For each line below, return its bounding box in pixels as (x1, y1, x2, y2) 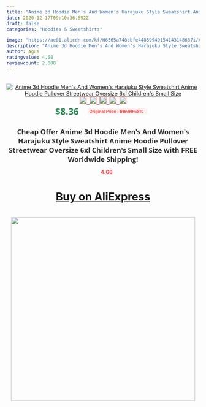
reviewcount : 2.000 (6, 59, 56, 66)
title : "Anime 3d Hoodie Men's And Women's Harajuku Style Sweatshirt (6, 9, 191, 15)
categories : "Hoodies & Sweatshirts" (6, 26, 103, 32)
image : (6, 37, 23, 44)
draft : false (6, 20, 40, 26)
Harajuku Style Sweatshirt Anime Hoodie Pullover (18, 135, 188, 146)
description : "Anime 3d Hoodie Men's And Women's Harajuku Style (6, 43, 177, 49)
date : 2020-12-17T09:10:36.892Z (6, 15, 89, 21)
